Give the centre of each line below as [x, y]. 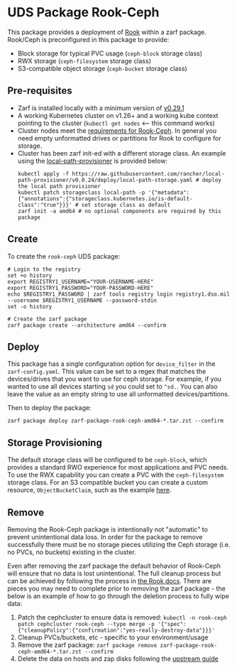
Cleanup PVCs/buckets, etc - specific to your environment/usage [113, 637]
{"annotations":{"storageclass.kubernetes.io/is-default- [105, 199]
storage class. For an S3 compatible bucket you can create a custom [108, 482]
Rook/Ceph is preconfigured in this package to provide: [88, 39]
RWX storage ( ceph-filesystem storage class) [84, 60]
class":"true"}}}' [45, 205]
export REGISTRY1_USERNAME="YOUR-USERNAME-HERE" [81, 281]
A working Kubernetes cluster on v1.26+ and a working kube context [118, 115]
